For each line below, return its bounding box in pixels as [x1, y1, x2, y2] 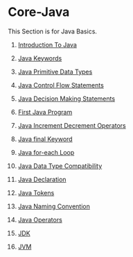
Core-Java [8, 4, 70, 20]
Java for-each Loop [17, 148, 75, 156]
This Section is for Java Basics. [8, 27, 98, 35]
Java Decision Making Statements [17, 94, 116, 103]
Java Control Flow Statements [17, 81, 105, 89]
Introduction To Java [17, 40, 77, 49]
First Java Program [17, 108, 73, 116]
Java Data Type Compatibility [17, 161, 103, 170]
